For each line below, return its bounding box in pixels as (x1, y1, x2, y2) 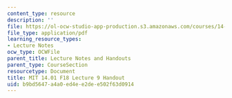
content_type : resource (7, 10, 76, 17)
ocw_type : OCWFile (7, 49, 60, 56)
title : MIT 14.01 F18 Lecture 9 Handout (7, 74, 126, 81)
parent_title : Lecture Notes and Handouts (7, 55, 131, 62)
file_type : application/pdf (7, 29, 88, 37)
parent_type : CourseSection (7, 61, 88, 68)
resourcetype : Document (7, 68, 76, 75)
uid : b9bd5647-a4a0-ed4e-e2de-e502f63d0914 (7, 81, 135, 88)
